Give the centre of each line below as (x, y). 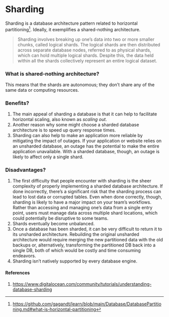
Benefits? (17, 103)
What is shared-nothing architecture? (52, 74)
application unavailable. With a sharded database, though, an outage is (86, 152)
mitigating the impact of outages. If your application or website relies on (87, 141)
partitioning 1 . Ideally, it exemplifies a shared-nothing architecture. (73, 29)
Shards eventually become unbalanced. (54, 224)
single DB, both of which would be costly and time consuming (76, 250)
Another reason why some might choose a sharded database (76, 125)
